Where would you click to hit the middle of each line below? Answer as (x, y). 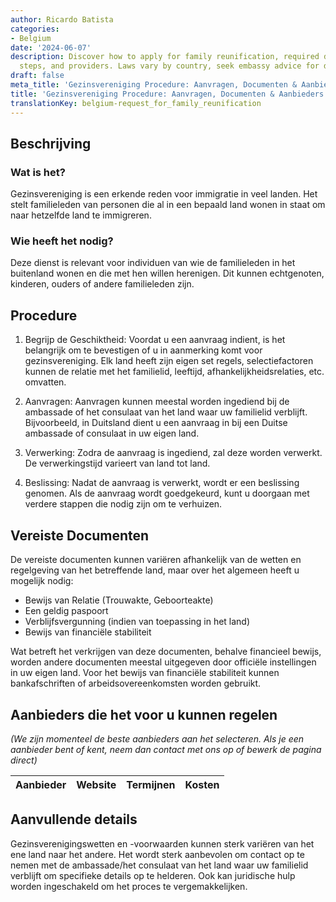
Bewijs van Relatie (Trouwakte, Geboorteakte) (119, 600)
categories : (35, 29)
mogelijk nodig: (42, 581)
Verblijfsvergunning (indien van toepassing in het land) (137, 622)
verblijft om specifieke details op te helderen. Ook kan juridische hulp (153, 875)
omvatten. (45, 382)
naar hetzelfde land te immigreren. (81, 215)
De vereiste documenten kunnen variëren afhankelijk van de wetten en (156, 560)
